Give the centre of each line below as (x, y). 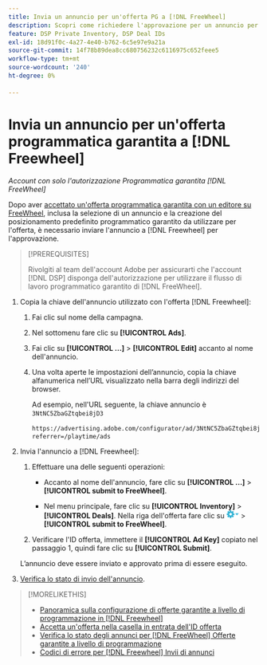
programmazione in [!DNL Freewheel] (101, 618)
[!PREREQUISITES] (58, 254)
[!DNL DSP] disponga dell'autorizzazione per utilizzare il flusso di (135, 277)
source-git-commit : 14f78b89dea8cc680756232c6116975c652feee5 (114, 51)
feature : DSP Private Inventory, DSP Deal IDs (87, 33)
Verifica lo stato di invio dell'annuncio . (82, 579)
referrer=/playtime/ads (71, 436)
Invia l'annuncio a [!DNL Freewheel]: (79, 451)
